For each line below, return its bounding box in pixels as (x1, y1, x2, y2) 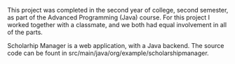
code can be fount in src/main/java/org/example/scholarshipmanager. (7, 49, 209, 57)
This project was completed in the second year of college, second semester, (7, 6, 229, 14)
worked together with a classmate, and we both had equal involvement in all (7, 21, 227, 29)
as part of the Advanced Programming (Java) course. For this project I (7, 13, 210, 22)
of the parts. (7, 28, 43, 36)
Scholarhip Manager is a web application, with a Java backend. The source (7, 42, 224, 49)
